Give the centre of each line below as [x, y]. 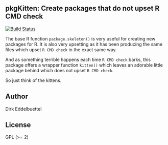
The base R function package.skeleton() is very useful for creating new [80, 38]
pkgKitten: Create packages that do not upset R [82, 8]
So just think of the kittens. [33, 80]
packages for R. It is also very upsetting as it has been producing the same [84, 44]
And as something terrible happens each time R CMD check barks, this [78, 59]
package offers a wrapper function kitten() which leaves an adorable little [84, 65]
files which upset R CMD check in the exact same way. [61, 49]
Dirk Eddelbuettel [23, 109]
